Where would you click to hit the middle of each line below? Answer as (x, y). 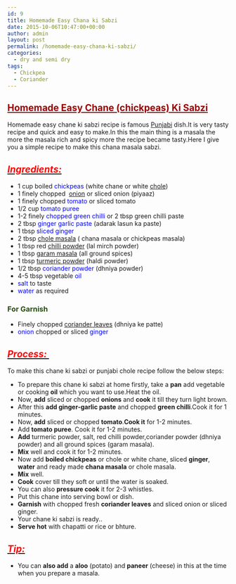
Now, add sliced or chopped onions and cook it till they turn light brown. (123, 400)
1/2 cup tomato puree (48, 209)
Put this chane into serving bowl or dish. (76, 497)
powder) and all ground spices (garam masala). (86, 445)
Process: (27, 354)
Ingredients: (34, 169)
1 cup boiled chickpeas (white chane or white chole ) (93, 186)
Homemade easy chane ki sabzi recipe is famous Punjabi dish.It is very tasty (118, 125)
